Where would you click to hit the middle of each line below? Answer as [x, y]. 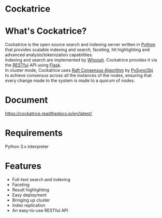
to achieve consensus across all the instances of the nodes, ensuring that [78, 76]
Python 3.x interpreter [27, 147]
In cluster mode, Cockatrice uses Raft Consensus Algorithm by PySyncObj [79, 70]
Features [23, 166]
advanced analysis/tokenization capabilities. [49, 55]
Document [27, 100]
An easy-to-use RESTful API [40, 210]
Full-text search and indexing [41, 179]
